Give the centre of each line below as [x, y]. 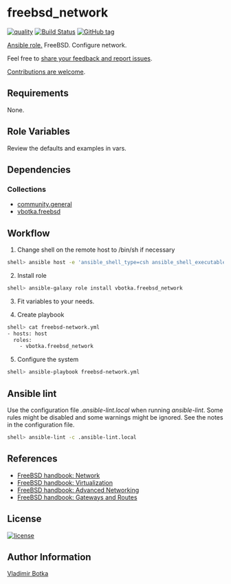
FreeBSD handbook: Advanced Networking [78, 490]
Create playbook [41, 314]
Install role [32, 275]
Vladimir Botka [28, 574]
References [32, 459]
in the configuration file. [41, 425]
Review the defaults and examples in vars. [67, 148]
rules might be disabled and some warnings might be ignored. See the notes [115, 417]
